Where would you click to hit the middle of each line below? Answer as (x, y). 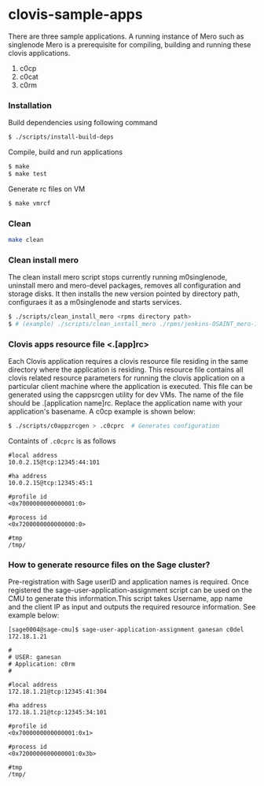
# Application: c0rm (42, 664)
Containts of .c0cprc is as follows (62, 441)
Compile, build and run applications (66, 152)
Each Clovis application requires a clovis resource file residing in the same (128, 361)
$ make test (27, 174)
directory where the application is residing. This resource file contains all (126, 370)
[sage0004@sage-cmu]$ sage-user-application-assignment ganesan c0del (126, 630)
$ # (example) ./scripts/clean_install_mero (82, 324)
